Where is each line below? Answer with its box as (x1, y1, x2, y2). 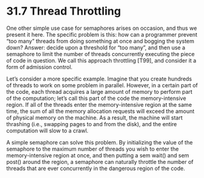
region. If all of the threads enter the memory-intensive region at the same (6, 101, 192, 108)
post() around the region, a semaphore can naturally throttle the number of (6, 158, 194, 165)
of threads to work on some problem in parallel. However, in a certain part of (6, 81, 198, 89)
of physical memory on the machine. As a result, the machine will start (6, 114, 183, 121)
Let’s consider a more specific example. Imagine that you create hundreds (6, 75, 192, 82)
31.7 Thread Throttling (6, 4, 121, 18)
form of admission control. (6, 63, 73, 71)
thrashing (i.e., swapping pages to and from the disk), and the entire (6, 120, 177, 127)
